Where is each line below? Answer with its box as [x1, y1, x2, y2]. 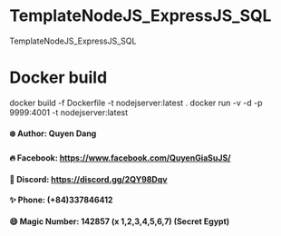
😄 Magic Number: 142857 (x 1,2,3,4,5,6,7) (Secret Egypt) [9, 215, 230, 227]
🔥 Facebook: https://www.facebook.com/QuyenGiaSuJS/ [9, 152, 231, 163]
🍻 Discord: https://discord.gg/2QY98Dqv [9, 173, 168, 184]
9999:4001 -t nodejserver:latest [9, 106, 129, 118]
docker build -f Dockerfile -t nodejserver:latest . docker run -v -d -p [9, 97, 263, 108]
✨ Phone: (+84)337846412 [9, 194, 113, 205]
